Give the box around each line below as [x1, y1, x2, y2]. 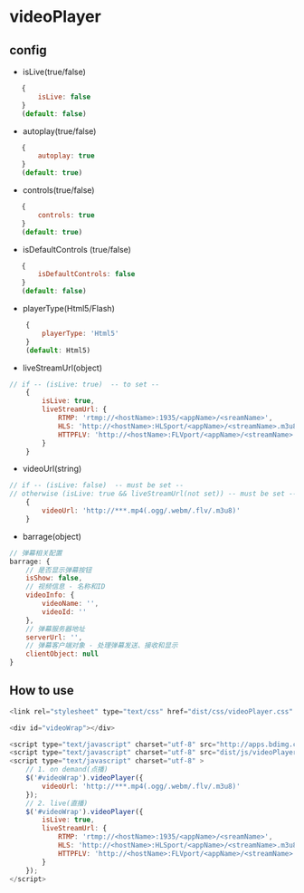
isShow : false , [25, 573, 83, 583]
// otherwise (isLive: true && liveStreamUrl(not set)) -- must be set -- [9, 489, 298, 499]
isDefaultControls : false [37, 270, 136, 279]
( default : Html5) [25, 346, 91, 355]
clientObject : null [25, 649, 100, 658]
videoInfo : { [25, 591, 75, 600]
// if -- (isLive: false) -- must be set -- [9, 481, 184, 490]
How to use [9, 683, 74, 698]
